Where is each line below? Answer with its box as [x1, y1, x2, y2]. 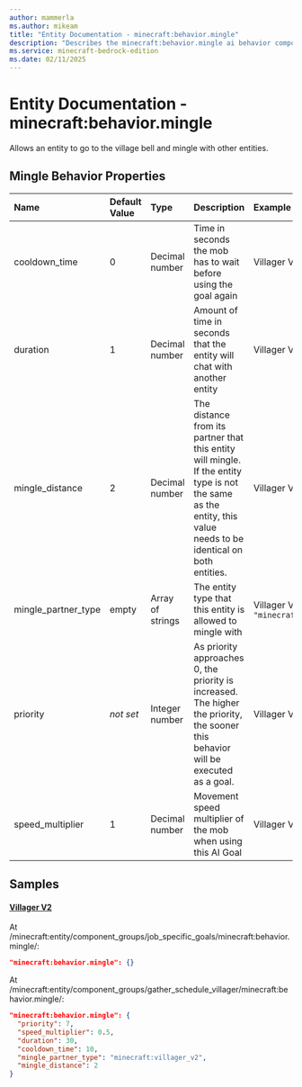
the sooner [193, 719, 240, 732]
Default [109, 195, 142, 208]
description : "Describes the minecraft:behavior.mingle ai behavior [9, 38, 271, 48]
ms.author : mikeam [9, 22, 78, 31]
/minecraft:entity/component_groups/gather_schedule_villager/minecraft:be [9, 984, 289, 995]
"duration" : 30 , [17, 1036, 78, 1045]
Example [253, 201, 292, 213]
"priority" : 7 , [17, 1020, 75, 1029]
